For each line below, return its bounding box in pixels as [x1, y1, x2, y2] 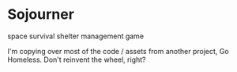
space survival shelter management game [7, 31, 144, 41]
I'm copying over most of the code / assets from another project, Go [7, 46, 230, 56]
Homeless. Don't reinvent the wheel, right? [7, 55, 146, 64]
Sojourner [7, 5, 74, 23]
